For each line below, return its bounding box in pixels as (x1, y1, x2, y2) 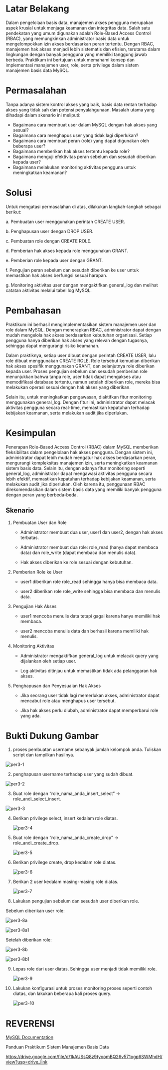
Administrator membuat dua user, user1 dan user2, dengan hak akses (20, 529, 163, 535)
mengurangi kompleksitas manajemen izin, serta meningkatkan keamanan (5, 459, 158, 465)
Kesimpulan (5, 427, 56, 438)
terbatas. (20, 534, 39, 540)
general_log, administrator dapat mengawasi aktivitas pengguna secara (5, 470, 153, 476)
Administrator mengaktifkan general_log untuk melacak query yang (20, 652, 159, 658)
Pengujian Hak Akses (12, 603, 57, 609)
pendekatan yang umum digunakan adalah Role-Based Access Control (5, 30, 151, 36)
